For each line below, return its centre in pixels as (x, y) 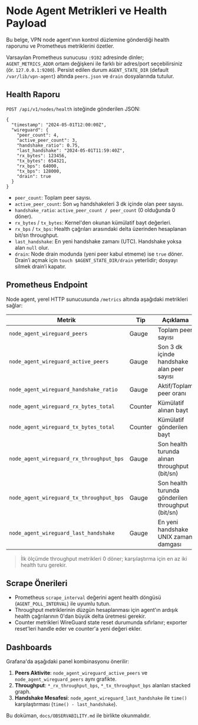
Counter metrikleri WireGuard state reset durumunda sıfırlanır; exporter (101, 623)
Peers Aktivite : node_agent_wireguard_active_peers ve (81, 673)
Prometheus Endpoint (47, 285)
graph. (23, 692)
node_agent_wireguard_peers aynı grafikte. (65, 679)
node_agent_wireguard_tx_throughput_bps (66, 498)
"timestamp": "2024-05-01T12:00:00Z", (59, 125)
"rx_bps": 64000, (38, 166)
